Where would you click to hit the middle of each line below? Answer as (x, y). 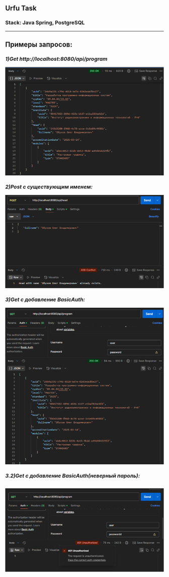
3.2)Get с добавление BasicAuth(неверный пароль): (73, 476)
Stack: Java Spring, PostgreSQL (45, 23)
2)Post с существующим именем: (49, 186)
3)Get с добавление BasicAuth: (45, 299)
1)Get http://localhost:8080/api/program (56, 59)
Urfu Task (21, 8)
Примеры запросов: (39, 45)
